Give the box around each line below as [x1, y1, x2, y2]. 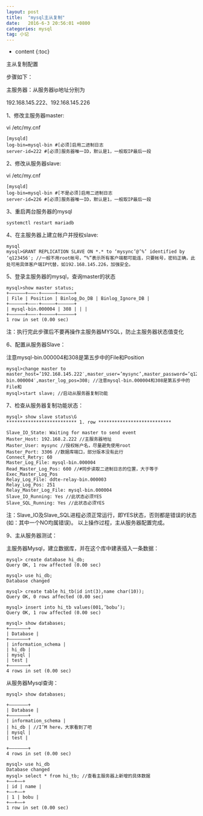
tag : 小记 [6, 31, 29, 38]
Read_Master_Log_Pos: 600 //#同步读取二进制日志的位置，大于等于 [6, 466, 159, 472]
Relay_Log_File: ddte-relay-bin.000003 [6, 477, 107, 483]
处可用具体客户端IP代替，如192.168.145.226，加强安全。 [6, 261, 134, 268]
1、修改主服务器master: [6, 112, 65, 119]
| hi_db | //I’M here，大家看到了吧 [6, 724, 92, 731]
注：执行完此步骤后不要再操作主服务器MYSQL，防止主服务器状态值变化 [6, 328, 184, 336]
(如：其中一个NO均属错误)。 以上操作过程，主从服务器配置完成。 [6, 519, 168, 526]
